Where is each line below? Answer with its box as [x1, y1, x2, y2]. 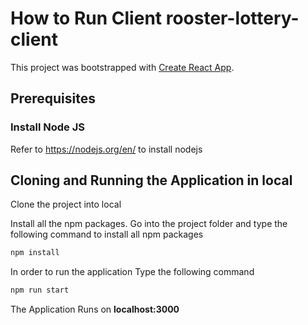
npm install [10, 248, 60, 258]
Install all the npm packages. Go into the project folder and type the [10, 218, 288, 230]
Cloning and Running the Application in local [10, 172, 293, 189]
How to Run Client [10, 7, 163, 30]
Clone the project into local [10, 198, 122, 211]
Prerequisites [10, 90, 96, 107]
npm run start [10, 285, 70, 296]
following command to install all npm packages [10, 228, 204, 241]
